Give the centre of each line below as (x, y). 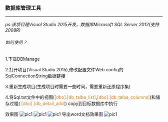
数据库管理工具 (23, 8)
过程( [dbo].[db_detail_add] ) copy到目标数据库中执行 (63, 103)
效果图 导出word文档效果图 (54, 114)
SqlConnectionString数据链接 (35, 76)
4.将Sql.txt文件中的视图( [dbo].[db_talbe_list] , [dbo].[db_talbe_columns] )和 (80, 97)
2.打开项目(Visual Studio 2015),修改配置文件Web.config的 (64, 69)
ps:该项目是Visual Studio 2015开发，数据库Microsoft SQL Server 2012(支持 (82, 25)
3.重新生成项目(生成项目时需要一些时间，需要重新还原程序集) (68, 86)
